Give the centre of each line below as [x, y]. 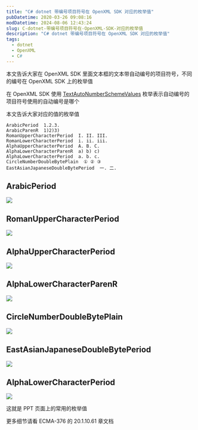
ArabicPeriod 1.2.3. [33, 125]
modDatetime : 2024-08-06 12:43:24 [49, 23]
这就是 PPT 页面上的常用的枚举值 [47, 409]
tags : [13, 39]
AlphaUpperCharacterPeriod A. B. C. [53, 146]
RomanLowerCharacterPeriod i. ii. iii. [57, 141]
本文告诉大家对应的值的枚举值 [43, 114]
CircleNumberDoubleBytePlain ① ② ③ [54, 161]
